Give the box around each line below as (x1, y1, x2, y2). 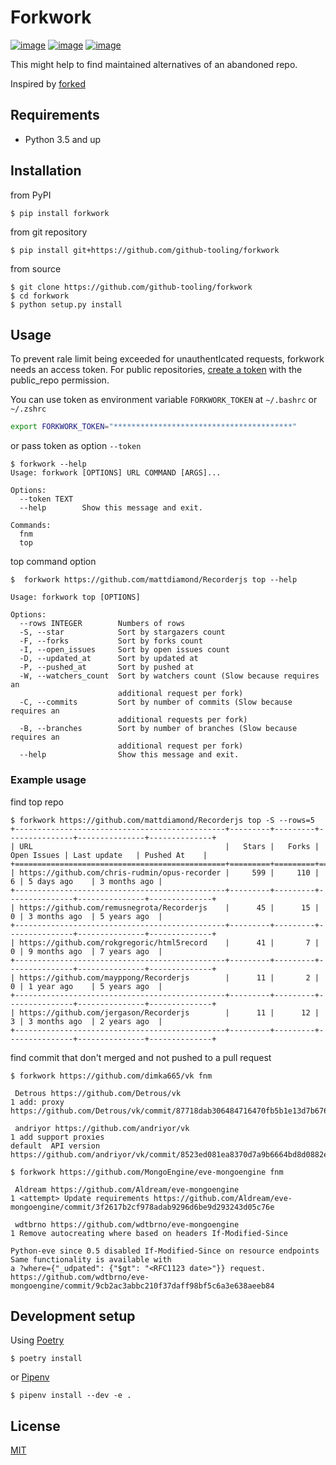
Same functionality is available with (10, 1254, 172, 1265)
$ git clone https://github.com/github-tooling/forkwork (10, 282, 253, 292)
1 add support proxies (10, 1132, 105, 1142)
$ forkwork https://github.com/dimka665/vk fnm (10, 1071, 213, 1081)
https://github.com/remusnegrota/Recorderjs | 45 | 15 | (19, 902, 320, 913)
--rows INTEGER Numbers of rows (19, 619, 186, 629)
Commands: (10, 521, 52, 531)
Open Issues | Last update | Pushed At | (10, 850, 208, 860)
